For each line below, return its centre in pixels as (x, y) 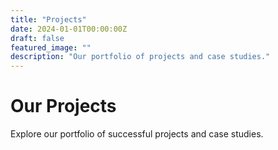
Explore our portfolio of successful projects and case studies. (137, 134)
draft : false (37, 38)
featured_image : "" (51, 47)
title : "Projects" (48, 19)
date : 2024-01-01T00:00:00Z (69, 29)
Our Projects (63, 106)
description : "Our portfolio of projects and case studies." (140, 57)
